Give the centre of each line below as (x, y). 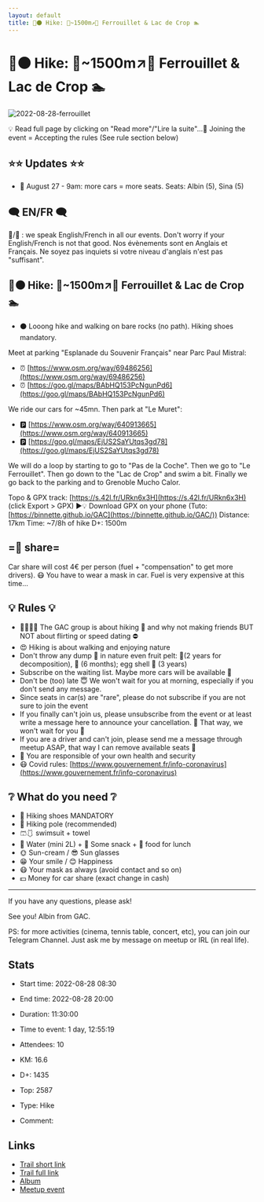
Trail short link (42, 1164)
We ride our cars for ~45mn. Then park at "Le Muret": (95, 409)
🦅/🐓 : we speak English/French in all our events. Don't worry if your (117, 235)
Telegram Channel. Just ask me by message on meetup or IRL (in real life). (128, 940)
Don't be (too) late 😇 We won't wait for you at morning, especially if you (136, 680)
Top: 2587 (36, 1090)
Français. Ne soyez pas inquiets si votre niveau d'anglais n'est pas (115, 251)
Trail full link (39, 1172)
